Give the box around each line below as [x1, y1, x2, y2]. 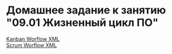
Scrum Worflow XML [6, 42, 57, 49]
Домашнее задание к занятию [6, 4, 167, 17]
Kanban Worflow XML [6, 35, 60, 42]
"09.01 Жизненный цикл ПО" [6, 16, 159, 29]
